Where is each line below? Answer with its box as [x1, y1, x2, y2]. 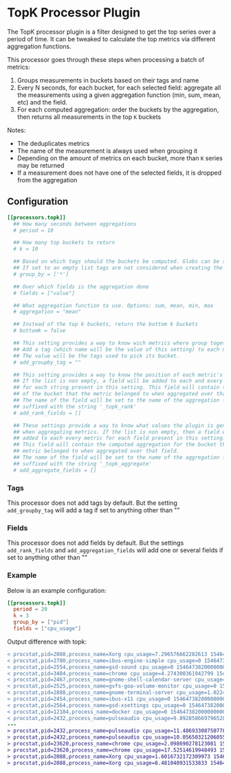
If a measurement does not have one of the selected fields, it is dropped [16, 168, 222, 177]
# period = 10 [13, 227, 54, 234]
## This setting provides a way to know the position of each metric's [13, 371, 223, 378]
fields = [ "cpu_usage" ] [13, 625, 81, 632]
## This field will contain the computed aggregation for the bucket [13, 442, 217, 448]
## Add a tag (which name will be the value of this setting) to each [13, 346, 220, 353]
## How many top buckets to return [13, 239, 115, 246]
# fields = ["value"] [13, 290, 76, 296]
